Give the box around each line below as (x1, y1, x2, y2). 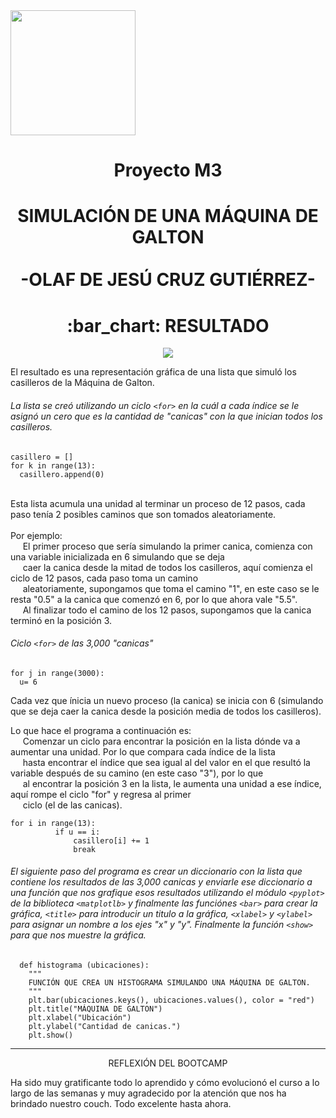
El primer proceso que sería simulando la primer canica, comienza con (22, 540, 313, 552)
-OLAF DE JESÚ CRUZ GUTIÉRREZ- (20, 269, 316, 291)
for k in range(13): (10, 460, 97, 471)
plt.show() (28, 1030, 74, 1040)
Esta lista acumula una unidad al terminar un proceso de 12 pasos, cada (10, 497, 306, 509)
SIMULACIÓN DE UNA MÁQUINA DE (17, 205, 319, 228)
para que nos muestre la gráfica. (10, 929, 147, 941)
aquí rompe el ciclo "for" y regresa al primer (10, 788, 192, 800)
